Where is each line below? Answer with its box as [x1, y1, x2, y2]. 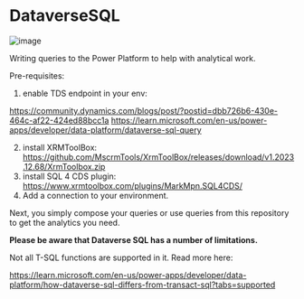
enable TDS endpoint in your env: [22, 88, 147, 98]
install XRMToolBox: [22, 142, 98, 153]
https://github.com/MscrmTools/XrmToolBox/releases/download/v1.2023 [22, 151, 295, 163]
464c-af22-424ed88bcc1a [9, 115, 109, 126]
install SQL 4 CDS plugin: [22, 171, 117, 182]
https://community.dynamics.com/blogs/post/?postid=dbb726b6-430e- [9, 105, 279, 116]
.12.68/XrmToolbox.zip [22, 161, 106, 172]
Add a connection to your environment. [22, 190, 169, 201]
